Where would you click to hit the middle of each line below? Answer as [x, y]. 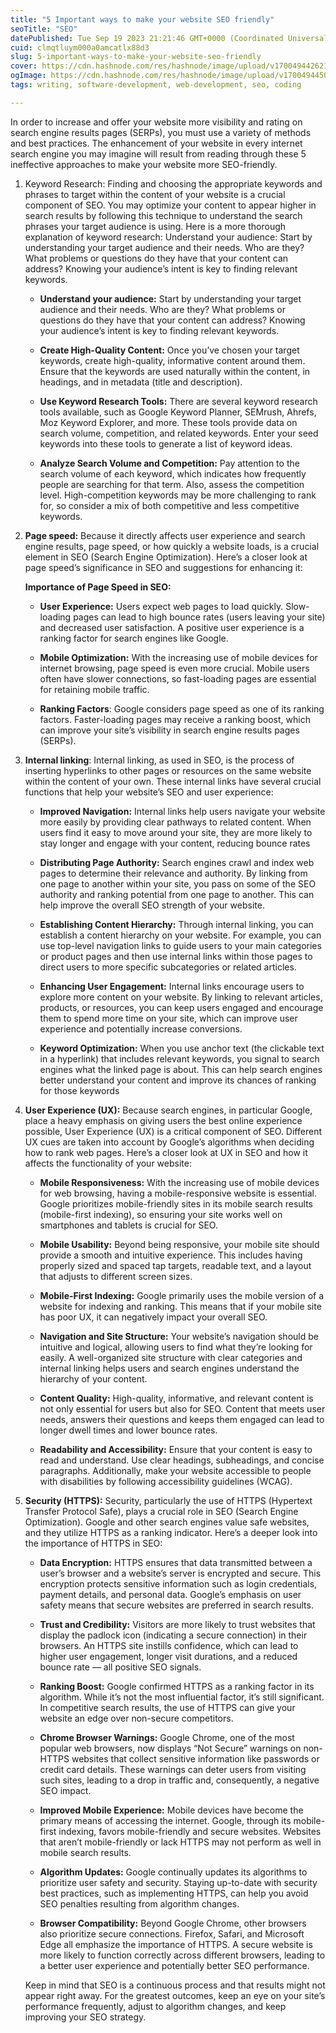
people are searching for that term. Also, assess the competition [172, 484]
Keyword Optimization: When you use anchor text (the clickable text [182, 1048]
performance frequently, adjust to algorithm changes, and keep [155, 2006]
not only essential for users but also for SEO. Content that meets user [182, 1408]
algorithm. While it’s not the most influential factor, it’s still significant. [182, 1697]
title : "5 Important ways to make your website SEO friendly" [142, 19]
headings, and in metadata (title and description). [141, 382]
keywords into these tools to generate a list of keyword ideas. [166, 443]
